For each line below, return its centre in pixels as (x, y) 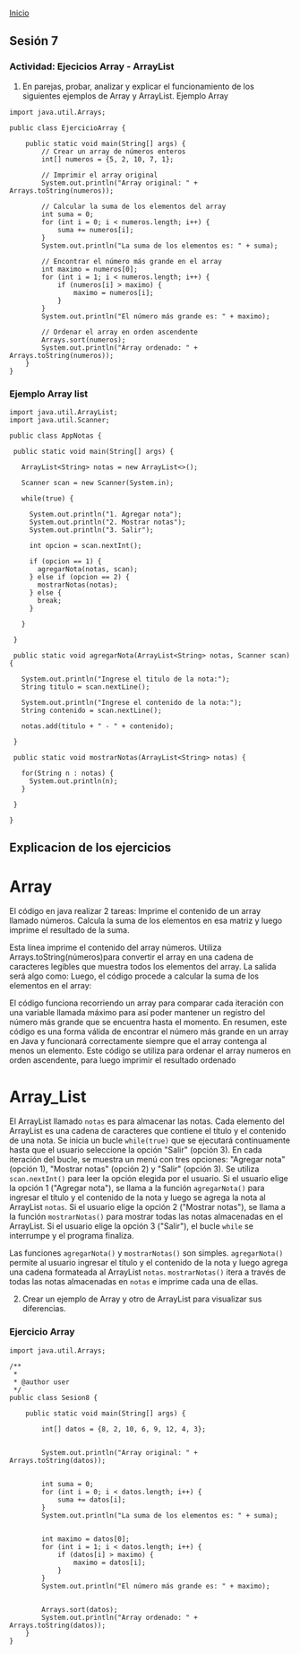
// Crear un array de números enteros (114, 152)
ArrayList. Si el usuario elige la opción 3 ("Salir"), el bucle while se (131, 1226)
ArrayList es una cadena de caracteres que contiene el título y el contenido (148, 1131)
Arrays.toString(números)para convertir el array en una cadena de (131, 957)
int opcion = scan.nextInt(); (86, 545)
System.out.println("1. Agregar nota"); (105, 514)
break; (50, 600)
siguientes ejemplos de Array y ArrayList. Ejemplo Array (125, 96)
